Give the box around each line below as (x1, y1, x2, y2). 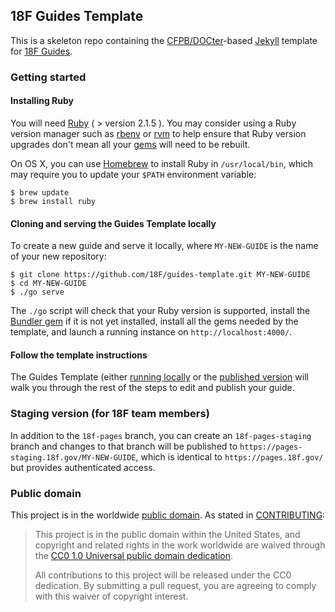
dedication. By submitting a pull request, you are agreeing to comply (34, 579, 317, 591)
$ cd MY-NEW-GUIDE (10, 279, 87, 289)
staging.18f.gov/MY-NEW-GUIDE (10, 452, 137, 463)
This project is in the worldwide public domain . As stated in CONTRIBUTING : (10, 509, 326, 521)
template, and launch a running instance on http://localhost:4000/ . (10, 326, 293, 338)
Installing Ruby (10, 95, 74, 107)
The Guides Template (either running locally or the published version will (10, 371, 309, 383)
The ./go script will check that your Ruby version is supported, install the (10, 305, 311, 317)
